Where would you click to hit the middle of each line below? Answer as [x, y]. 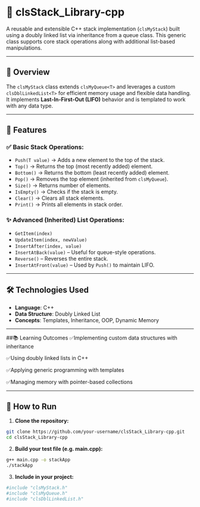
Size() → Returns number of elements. [62, 185]
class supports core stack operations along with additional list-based [91, 41]
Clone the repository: [42, 421]
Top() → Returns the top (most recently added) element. [84, 166]
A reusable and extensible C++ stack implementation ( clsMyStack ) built [93, 29]
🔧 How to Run [32, 406]
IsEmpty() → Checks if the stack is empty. [66, 192]
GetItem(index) [34, 233]
